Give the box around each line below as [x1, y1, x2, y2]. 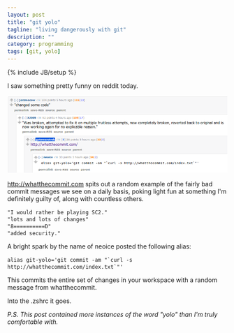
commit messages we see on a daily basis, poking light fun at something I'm [7, 187, 227, 195]
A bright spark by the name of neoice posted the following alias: [7, 242, 191, 251]
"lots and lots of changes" [7, 216, 89, 223]
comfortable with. [7, 318, 59, 326]
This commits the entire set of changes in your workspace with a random [7, 276, 218, 284]
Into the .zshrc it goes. [7, 297, 72, 305]
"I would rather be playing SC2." [7, 209, 108, 216]
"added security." [7, 230, 61, 237]
